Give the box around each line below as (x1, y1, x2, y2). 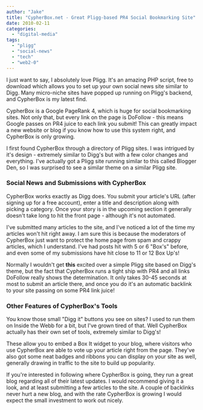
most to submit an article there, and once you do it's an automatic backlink (6, 280, 192, 287)
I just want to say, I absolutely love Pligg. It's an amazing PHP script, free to (6, 76, 193, 83)
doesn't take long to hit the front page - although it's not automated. (6, 212, 176, 219)
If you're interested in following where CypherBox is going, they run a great (6, 371, 193, 379)
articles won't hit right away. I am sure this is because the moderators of (6, 230, 186, 237)
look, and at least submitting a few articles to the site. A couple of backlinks (6, 384, 195, 391)
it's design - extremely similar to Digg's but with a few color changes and (6, 151, 188, 158)
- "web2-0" (11, 59, 39, 65)
